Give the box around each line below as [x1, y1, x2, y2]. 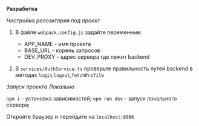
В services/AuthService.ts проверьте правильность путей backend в [15, 65, 193, 72]
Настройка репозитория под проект [6, 17, 100, 24]
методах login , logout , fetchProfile [15, 71, 105, 78]
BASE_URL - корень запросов [24, 47, 100, 54]
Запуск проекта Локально [6, 83, 74, 90]
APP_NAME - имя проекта [24, 41, 91, 47]
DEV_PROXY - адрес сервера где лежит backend [24, 53, 150, 60]
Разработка [6, 5, 38, 12]
